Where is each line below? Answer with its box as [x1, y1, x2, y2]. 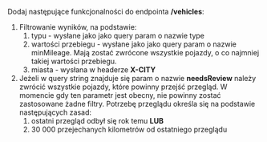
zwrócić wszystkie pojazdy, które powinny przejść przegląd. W [18, 82, 228, 91]
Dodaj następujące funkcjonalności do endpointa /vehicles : [7, 7, 205, 16]
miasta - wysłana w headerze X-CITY [30, 65, 156, 75]
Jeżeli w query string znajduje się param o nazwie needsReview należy [18, 74, 257, 83]
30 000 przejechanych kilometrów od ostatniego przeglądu [30, 124, 228, 134]
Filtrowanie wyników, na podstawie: [18, 22, 137, 31]
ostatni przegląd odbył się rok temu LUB [30, 116, 164, 125]
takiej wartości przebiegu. [30, 56, 117, 66]
